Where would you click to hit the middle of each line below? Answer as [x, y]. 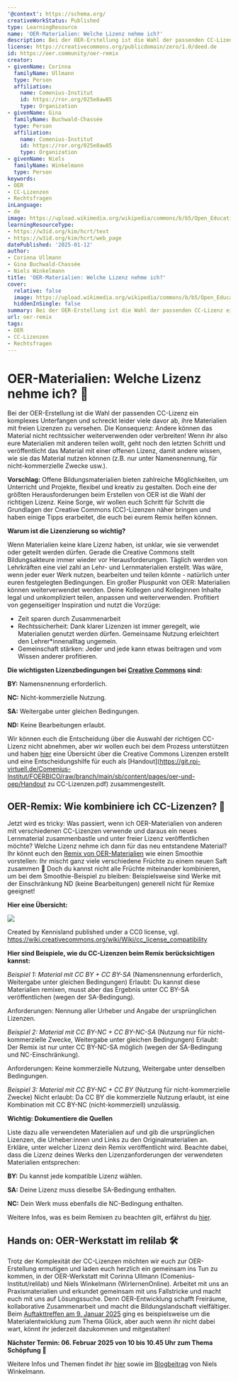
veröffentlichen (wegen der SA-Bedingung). [71, 997]
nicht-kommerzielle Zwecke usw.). [57, 466]
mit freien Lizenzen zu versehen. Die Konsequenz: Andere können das [110, 428]
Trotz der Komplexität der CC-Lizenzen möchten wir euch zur [97, 1261]
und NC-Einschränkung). [44, 1055]
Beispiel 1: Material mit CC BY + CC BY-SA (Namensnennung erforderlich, [115, 975]
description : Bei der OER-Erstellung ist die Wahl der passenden [106, 40]
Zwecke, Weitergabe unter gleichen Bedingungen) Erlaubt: [133, 1040]
